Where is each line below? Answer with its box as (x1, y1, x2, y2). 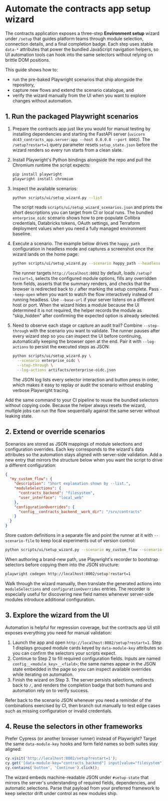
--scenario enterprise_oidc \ (17, 358, 80, 363)
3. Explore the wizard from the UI (5, 611, 109, 620)
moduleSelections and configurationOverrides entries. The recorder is (5, 586, 150, 592)
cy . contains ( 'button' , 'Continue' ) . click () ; (5, 765, 99, 770)
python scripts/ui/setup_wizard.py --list (12, 195, 102, 200)
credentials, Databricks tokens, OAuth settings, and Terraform (12, 220, 140, 226)
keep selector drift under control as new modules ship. (5, 790, 118, 796)
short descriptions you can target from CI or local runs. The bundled (12, 209, 153, 216)
